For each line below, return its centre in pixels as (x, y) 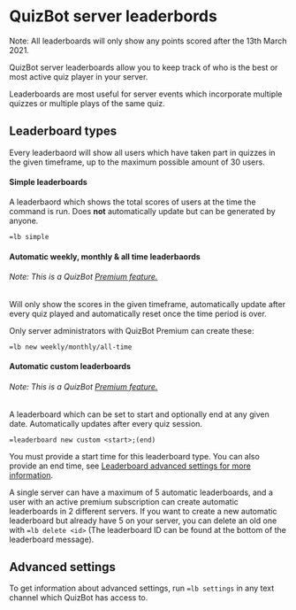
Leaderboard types (63, 131)
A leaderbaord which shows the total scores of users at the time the (133, 202)
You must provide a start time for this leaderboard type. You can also (135, 456)
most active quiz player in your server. (79, 76)
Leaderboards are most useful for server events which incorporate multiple (146, 94)
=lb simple (29, 236)
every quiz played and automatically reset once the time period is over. (138, 313)
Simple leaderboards (49, 182)
